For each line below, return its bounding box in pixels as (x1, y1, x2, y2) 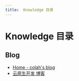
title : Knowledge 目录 (5, 7, 54, 13)
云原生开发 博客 (12, 70, 45, 76)
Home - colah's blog (12, 64, 55, 70)
